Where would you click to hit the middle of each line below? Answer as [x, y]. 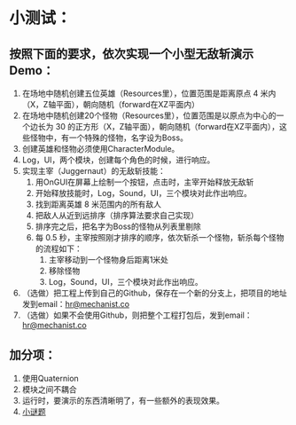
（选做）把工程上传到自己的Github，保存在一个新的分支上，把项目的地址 [155, 293]
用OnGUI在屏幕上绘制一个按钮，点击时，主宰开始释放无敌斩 [144, 182]
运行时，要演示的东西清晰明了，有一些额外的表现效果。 [123, 400]
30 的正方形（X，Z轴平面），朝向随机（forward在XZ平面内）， [167, 126]
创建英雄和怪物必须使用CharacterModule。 [101, 149]
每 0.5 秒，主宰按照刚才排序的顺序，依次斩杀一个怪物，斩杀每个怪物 [160, 237]
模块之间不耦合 [49, 389]
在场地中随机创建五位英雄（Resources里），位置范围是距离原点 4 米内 [149, 93]
